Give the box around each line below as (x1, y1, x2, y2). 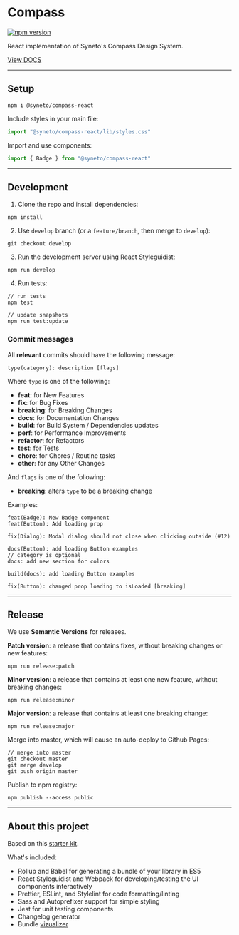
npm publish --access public (7, 795, 94, 802)
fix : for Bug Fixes (17, 398, 69, 407)
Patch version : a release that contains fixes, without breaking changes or (7, 641, 223, 650)
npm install (7, 214, 43, 221)
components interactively (17, 882, 92, 891)
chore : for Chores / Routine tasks (17, 451, 116, 460)
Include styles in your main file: (7, 114, 99, 123)
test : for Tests (17, 444, 59, 452)
